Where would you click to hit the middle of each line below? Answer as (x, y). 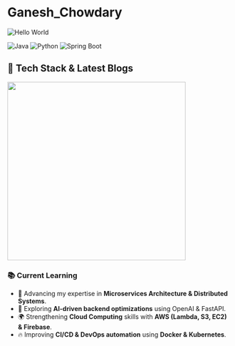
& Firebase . (35, 327)
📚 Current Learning (42, 275)
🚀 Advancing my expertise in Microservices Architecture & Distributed (122, 294)
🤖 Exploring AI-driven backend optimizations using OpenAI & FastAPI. (122, 309)
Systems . (32, 301)
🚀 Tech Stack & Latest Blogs (70, 68)
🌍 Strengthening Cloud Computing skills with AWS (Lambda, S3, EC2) (122, 317)
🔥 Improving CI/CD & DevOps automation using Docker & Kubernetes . (122, 335)
